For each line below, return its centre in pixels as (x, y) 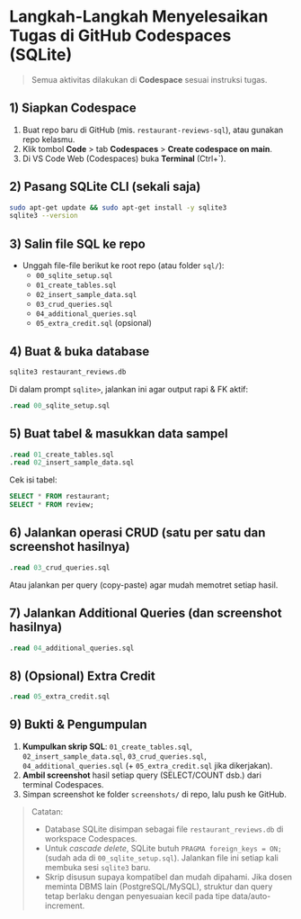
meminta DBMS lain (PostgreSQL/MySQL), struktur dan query (159, 886)
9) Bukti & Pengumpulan (78, 725)
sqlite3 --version (44, 216)
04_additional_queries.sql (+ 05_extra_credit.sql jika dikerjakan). (147, 765)
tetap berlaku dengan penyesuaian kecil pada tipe (137, 896)
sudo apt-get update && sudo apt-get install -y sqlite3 (118, 207)
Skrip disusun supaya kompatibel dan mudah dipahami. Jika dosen (168, 877)
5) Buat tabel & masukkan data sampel (119, 434)
